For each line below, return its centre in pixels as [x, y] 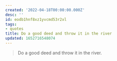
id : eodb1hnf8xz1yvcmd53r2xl [36, 19]
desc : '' [14, 15]
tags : [11, 24]
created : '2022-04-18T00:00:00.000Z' [45, 10]
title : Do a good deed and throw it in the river [59, 34]
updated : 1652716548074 [30, 39]
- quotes [14, 29]
